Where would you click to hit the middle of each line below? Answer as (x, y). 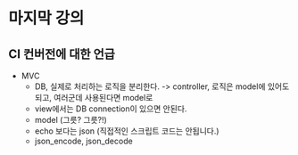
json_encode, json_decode (83, 141)
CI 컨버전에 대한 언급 (62, 54)
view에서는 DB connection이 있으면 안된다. (111, 109)
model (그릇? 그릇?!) (71, 120)
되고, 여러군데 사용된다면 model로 (94, 98)
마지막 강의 (46, 18)
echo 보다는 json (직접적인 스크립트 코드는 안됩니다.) (127, 131)
